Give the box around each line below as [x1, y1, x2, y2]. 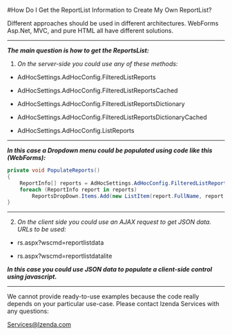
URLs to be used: [17, 225, 67, 234]
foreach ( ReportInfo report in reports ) [19, 186, 137, 193]
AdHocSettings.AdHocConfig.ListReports [17, 127, 135, 134]
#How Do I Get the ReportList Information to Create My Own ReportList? [7, 6, 212, 14]
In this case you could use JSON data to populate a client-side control [7, 265, 213, 274]
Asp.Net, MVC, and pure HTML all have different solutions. [7, 27, 174, 34]
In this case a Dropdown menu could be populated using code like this [7, 146, 213, 154]
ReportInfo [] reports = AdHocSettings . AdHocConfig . [19, 179, 171, 187]
